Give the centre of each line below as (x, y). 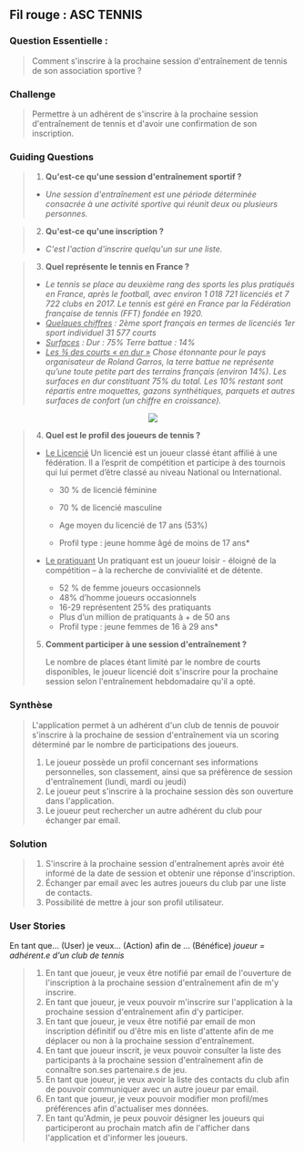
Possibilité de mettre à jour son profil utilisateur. (135, 902)
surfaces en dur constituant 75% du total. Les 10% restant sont (164, 381)
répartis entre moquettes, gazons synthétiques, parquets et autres (170, 391)
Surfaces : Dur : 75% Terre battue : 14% (120, 343)
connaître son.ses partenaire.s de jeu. (116, 1070)
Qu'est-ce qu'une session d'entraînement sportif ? (143, 177)
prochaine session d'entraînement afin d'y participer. (144, 1012)
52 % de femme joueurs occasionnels (130, 588)
